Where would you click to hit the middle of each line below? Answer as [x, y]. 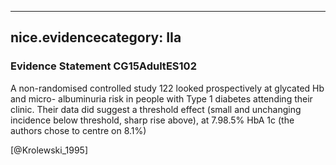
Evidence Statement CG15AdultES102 [103, 66]
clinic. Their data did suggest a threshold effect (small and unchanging [156, 109]
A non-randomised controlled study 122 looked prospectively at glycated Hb [167, 88]
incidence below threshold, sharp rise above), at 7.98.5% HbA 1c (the [152, 120]
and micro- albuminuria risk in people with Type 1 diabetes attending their [161, 98]
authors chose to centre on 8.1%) [78, 130]
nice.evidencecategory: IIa [96, 37]
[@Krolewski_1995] [49, 150]
